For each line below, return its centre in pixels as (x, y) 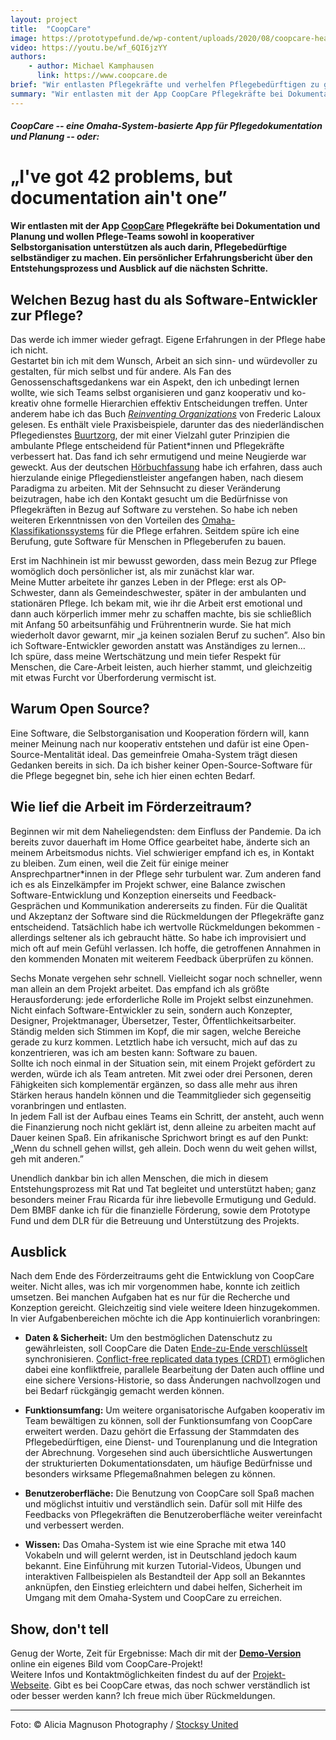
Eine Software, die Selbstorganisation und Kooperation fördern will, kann (160, 733)
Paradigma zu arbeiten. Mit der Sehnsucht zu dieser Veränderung (145, 488)
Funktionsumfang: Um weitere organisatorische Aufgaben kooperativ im (175, 1410)
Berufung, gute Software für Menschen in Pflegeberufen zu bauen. (148, 541)
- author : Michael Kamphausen (91, 66)
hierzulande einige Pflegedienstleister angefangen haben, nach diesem (157, 477)
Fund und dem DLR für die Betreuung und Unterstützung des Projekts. (155, 1220)
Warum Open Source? (80, 709)
